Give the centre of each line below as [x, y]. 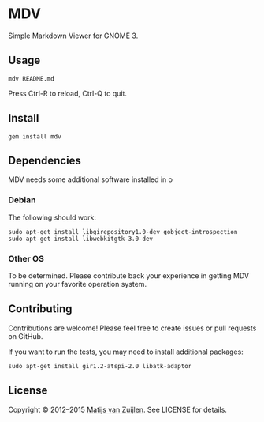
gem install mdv [35, 136]
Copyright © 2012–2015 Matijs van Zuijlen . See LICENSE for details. [117, 409]
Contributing [40, 309]
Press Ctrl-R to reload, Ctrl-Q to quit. [68, 93]
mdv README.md [32, 79]
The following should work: [52, 217]
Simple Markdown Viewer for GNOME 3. [73, 36]
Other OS [26, 258]
